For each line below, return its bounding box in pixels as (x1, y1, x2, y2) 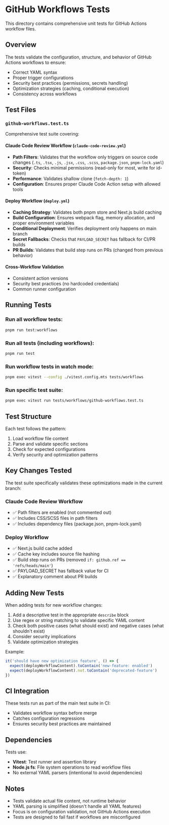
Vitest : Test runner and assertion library (12, 759, 97, 765)
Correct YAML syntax (12, 69, 57, 75)
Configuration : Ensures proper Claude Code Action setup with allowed (12, 181, 161, 187)
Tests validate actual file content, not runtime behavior (12, 798, 126, 804)
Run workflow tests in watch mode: (5, 363, 94, 370)
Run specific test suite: (5, 386, 63, 393)
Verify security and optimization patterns (12, 451, 98, 457)
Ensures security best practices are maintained (12, 721, 111, 727)
